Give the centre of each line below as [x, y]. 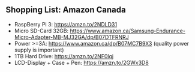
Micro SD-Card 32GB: [41, 31]
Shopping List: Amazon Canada [66, 10]
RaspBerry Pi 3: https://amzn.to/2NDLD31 [66, 24]
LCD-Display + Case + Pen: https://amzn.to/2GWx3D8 [82, 62]
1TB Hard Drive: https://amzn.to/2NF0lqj [64, 56]
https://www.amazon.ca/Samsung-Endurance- [127, 31]
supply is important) [39, 50]
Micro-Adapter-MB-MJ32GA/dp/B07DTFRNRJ [72, 37]
